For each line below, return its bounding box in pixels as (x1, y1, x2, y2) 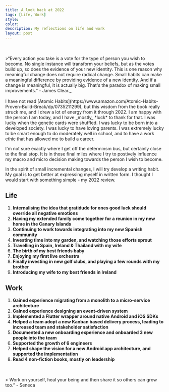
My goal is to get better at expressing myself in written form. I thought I (5, 172, 153, 177)
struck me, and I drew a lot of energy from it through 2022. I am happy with (5, 109, 162, 115)
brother (12, 263, 29, 270)
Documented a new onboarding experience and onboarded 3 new (12, 329, 153, 335)
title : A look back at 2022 (5, 7, 65, 13)
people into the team (12, 334, 57, 341)
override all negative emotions (12, 210, 78, 216)
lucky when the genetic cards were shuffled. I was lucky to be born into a (5, 120, 158, 126)
